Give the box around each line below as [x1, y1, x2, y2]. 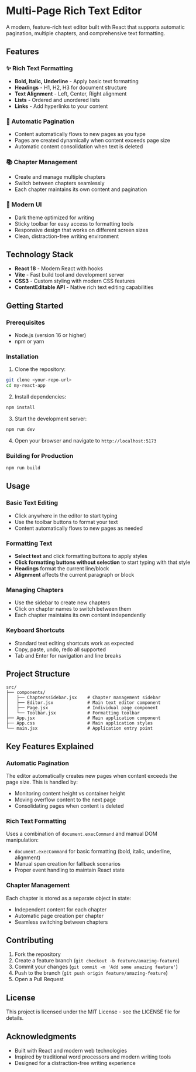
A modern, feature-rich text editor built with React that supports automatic [6, 23, 185, 30]
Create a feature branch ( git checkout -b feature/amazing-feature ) [14, 957, 180, 964]
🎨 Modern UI [6, 200, 42, 209]
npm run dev [6, 426, 35, 432]
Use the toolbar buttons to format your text [14, 518, 118, 525]
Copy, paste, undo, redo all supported [14, 646, 106, 653]
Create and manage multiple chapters [14, 173, 106, 181]
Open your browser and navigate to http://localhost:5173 [14, 437, 157, 444]
